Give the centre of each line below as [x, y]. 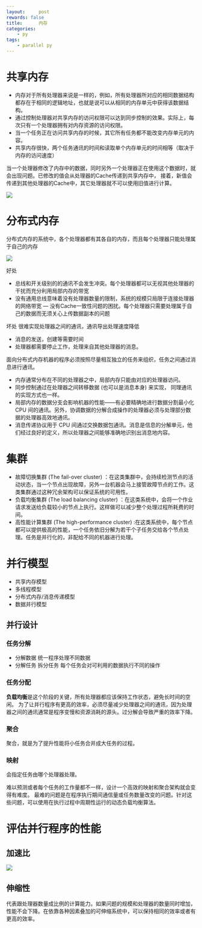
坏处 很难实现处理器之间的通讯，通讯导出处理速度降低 [73, 326]
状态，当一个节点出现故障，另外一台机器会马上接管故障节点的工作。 [105, 484]
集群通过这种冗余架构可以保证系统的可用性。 [75, 492]
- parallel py [35, 46]
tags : [13, 40]
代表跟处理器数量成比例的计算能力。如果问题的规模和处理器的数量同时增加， [101, 904]
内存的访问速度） [36, 155]
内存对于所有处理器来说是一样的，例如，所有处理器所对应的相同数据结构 [104, 95]
